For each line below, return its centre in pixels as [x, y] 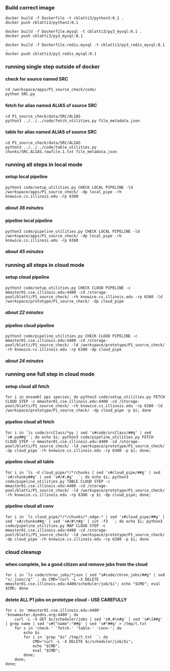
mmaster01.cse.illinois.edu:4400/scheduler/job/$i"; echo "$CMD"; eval [83, 584]
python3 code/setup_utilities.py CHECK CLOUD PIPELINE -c [68, 288]
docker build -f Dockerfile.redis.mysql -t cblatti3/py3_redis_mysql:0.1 [85, 45]
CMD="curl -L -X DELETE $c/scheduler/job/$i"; [83, 642]
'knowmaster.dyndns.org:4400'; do [42, 615]
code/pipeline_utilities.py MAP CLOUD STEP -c [55, 526]
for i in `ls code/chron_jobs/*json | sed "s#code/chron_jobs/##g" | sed [85, 575]
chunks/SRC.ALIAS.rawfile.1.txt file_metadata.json [61, 152]
